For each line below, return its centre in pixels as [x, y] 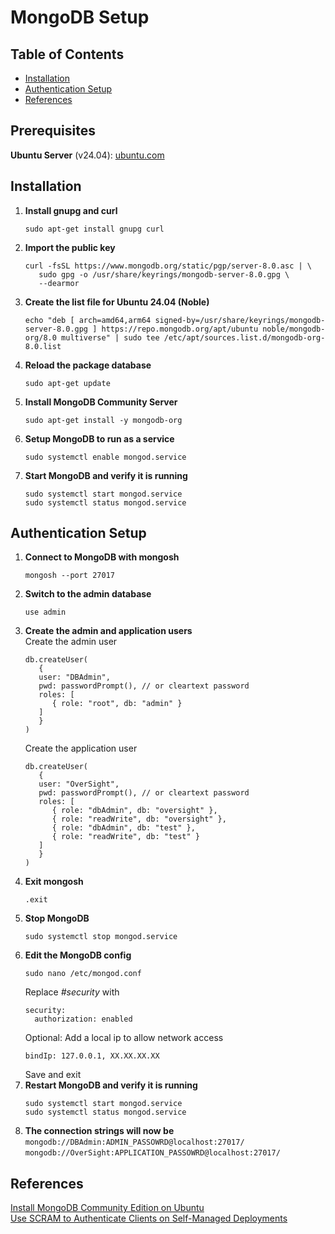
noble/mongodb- [294, 329]
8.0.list [43, 346]
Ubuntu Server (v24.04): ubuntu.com [87, 155]
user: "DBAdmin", [74, 677]
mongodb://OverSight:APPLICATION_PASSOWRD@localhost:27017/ [152, 1153]
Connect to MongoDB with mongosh [102, 557]
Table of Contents [67, 54]
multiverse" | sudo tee [110, 337]
